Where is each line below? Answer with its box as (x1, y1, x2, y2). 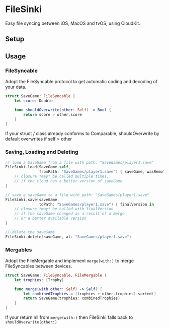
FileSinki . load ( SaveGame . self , (5, 165, 71, 170)
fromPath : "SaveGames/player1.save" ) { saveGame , (39, 169, 145, 174)
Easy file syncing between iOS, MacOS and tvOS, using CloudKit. (5, 20, 141, 26)
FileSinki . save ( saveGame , (5, 197, 59, 202)
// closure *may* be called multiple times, (14, 174, 109, 179)
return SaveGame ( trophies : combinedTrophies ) (23, 296, 121, 301)
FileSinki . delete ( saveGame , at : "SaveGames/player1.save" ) (5, 234, 132, 239)
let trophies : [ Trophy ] (14, 277, 64, 283)
